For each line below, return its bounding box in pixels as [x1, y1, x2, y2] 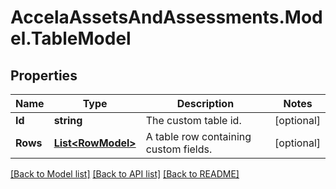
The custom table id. [145, 114, 242, 127]
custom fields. [145, 142, 213, 156]
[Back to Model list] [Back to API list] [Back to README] [10, 168, 240, 180]
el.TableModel [10, 27, 132, 50]
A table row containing [145, 130, 252, 143]
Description [176, 97, 235, 110]
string [53, 114, 83, 127]
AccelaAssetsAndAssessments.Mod [10, 6, 323, 29]
